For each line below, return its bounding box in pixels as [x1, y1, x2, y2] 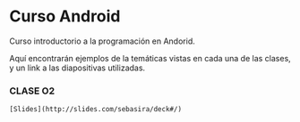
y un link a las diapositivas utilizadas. [9, 62, 146, 73]
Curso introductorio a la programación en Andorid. [9, 36, 195, 46]
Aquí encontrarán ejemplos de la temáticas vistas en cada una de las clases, [9, 53, 291, 63]
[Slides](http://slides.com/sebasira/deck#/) [9, 105, 182, 114]
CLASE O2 [9, 85, 56, 97]
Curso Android [9, 6, 121, 27]
